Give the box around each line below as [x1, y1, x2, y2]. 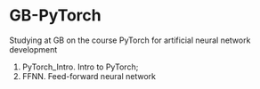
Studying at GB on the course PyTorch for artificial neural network [9, 35, 251, 45]
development [9, 44, 58, 54]
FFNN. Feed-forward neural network [21, 70, 157, 81]
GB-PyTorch [9, 5, 102, 26]
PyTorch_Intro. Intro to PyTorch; [21, 61, 139, 72]
